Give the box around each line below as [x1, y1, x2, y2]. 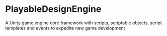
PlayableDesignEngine [5, 3, 102, 15]
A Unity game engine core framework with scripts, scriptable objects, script [5, 20, 162, 26]
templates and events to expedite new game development [5, 25, 125, 31]
